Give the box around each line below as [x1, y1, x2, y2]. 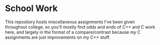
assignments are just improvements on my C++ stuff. [5, 34, 111, 40]
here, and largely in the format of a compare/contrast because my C [5, 29, 141, 35]
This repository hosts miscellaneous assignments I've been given [5, 19, 135, 25]
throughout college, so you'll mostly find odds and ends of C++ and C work [5, 24, 156, 30]
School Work [5, 3, 58, 14]
